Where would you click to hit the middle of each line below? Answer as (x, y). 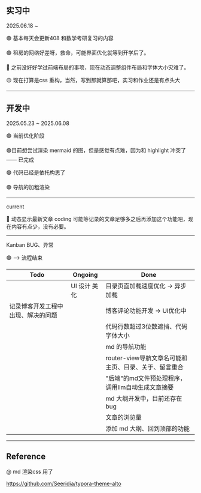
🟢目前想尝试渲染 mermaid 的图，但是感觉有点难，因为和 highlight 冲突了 (96, 150)
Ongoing (85, 274)
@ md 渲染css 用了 (30, 472)
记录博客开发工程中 (36, 306)
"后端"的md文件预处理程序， (146, 378)
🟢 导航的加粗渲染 (28, 187)
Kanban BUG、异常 (30, 244)
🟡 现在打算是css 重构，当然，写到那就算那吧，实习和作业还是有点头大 (93, 80)
